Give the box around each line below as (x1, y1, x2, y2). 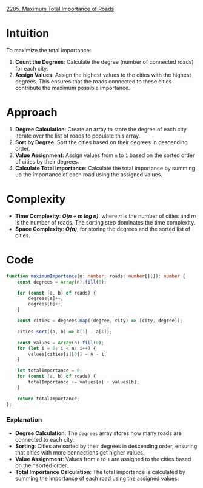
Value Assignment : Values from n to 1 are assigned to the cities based (15, 455, 191, 462)
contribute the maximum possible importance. (15, 84, 130, 91)
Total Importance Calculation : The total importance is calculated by (15, 468, 186, 475)
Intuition (6, 27, 50, 40)
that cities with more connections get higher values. (15, 448, 145, 456)
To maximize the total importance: (6, 46, 92, 54)
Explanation (6, 416, 42, 424)
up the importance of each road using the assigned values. (15, 170, 162, 178)
